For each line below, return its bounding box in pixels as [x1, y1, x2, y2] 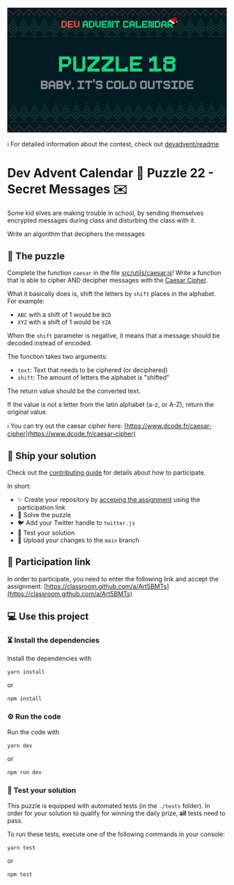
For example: [7, 297, 45, 306]
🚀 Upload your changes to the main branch [17, 536, 139, 544]
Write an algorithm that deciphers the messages [7, 230, 145, 238]
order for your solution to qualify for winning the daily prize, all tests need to [7, 809, 226, 817]
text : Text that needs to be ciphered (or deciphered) [17, 366, 169, 374]
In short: [7, 482, 31, 491]
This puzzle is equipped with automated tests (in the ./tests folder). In [7, 801, 210, 810]
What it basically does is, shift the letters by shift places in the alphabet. [7, 290, 217, 298]
